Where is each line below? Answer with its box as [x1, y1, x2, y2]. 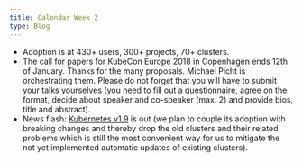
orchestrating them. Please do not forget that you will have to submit [22, 75, 278, 85]
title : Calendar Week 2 [9, 13, 99, 22]
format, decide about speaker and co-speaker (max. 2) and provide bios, [22, 94, 294, 104]
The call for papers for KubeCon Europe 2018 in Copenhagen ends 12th [22, 56, 288, 67]
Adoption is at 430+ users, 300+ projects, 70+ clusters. [22, 46, 230, 57]
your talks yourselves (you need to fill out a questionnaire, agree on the [22, 85, 288, 95]
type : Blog [9, 22, 50, 31]
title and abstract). [22, 103, 91, 114]
